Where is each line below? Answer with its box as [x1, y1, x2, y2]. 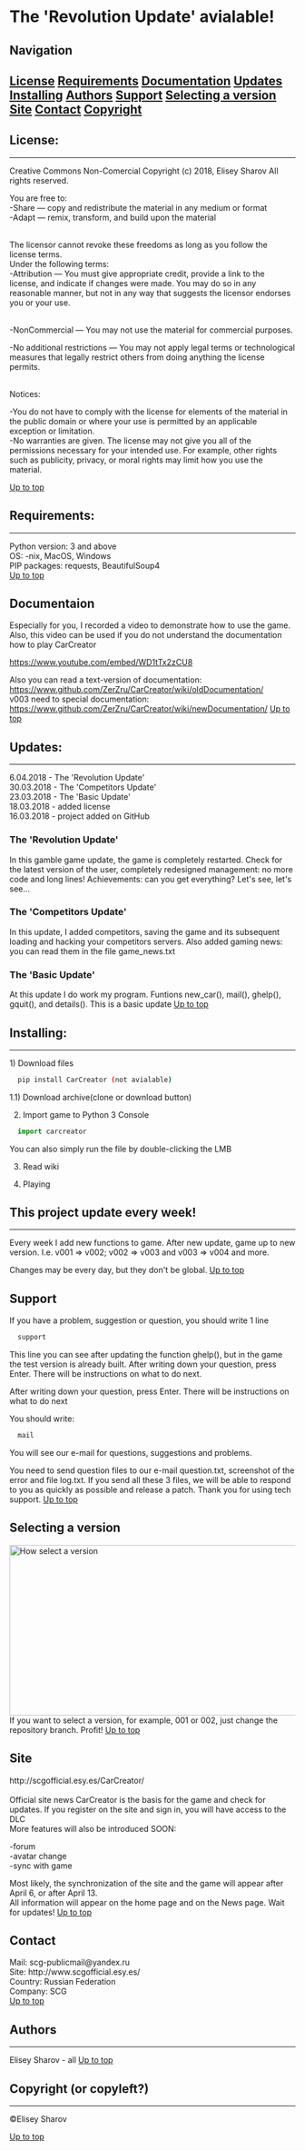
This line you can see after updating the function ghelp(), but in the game [9, 1349, 283, 1360]
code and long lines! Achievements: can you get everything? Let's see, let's [9, 873, 292, 884]
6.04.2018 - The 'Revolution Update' [9, 772, 145, 783]
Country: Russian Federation [9, 1977, 116, 1987]
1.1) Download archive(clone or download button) [9, 1091, 192, 1102]
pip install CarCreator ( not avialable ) [17, 1075, 172, 1084]
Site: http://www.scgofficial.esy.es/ [9, 1967, 141, 1977]
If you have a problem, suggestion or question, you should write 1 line [9, 1315, 270, 1326]
